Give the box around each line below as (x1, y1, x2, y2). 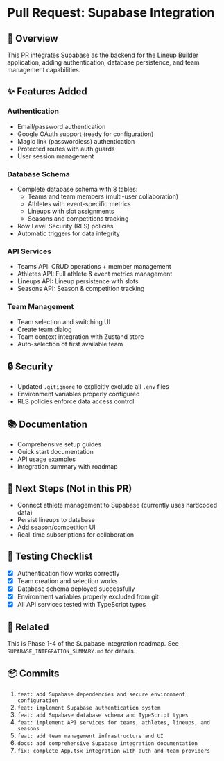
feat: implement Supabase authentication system (17, 704, 161, 711)
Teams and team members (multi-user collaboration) (27, 192, 179, 201)
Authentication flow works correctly (17, 569, 120, 577)
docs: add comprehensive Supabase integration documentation (17, 739, 198, 747)
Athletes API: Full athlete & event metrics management (17, 269, 173, 278)
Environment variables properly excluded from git (17, 592, 160, 601)
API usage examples (17, 455, 76, 463)
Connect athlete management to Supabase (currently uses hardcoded (17, 501, 217, 510)
